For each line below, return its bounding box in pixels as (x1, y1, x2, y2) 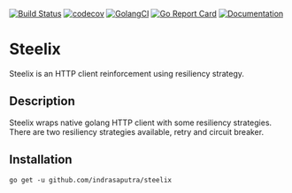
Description (9, 93, 75, 109)
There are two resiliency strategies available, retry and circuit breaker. (9, 126, 264, 137)
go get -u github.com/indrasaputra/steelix (9, 175, 173, 184)
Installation (9, 152, 73, 167)
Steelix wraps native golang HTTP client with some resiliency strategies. (9, 117, 273, 128)
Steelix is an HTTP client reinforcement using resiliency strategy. (9, 68, 245, 78)
